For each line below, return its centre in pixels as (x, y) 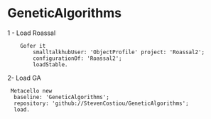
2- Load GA (24, 78)
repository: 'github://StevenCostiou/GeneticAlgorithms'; (102, 103)
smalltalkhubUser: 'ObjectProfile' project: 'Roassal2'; (119, 52)
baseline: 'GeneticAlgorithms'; (62, 97)
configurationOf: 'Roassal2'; (77, 58)
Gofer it (33, 46)
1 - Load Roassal (32, 33)
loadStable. (51, 64)
